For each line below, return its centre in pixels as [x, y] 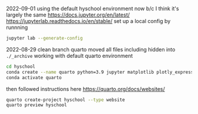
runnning [17, 27]
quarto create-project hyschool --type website [66, 100]
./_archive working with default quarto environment [70, 56]
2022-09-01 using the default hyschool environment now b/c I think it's [93, 9]
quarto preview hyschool [37, 105]
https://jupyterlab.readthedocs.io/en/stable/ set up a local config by [88, 21]
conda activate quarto [34, 77]
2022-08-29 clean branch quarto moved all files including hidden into [91, 49]
